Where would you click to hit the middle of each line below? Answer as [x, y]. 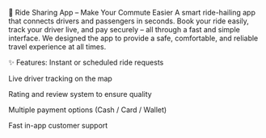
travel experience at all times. [57, 47]
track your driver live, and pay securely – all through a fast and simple [124, 29]
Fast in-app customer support [58, 125]
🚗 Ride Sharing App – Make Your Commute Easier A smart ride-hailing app [132, 13]
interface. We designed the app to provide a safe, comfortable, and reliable [133, 38]
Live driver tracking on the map [61, 78]
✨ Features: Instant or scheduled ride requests [86, 62]
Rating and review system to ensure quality [80, 94]
